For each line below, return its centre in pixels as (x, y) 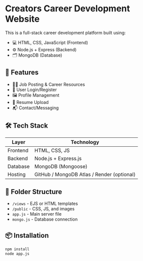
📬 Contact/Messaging (35, 108)
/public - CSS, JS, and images (43, 209)
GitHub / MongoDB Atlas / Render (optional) (85, 174)
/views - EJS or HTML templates (45, 204)
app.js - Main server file (37, 214)
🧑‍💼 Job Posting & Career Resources (48, 84)
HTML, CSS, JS (52, 150)
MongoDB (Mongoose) (61, 166)
